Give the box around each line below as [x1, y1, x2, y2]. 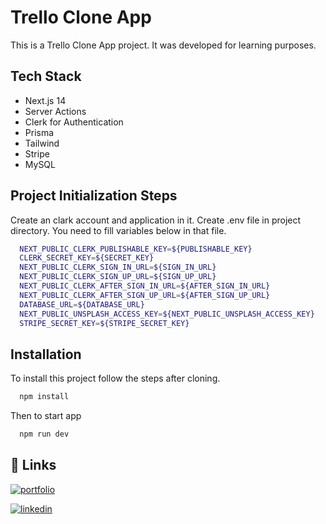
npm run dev [19, 429, 70, 440]
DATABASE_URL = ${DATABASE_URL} [19, 299, 145, 310]
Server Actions [24, 105, 87, 117]
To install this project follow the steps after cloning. [10, 372, 221, 385]
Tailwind [24, 137, 60, 149]
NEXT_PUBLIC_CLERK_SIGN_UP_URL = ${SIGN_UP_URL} [19, 272, 217, 282]
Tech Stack [10, 68, 82, 85]
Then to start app [10, 410, 82, 422]
